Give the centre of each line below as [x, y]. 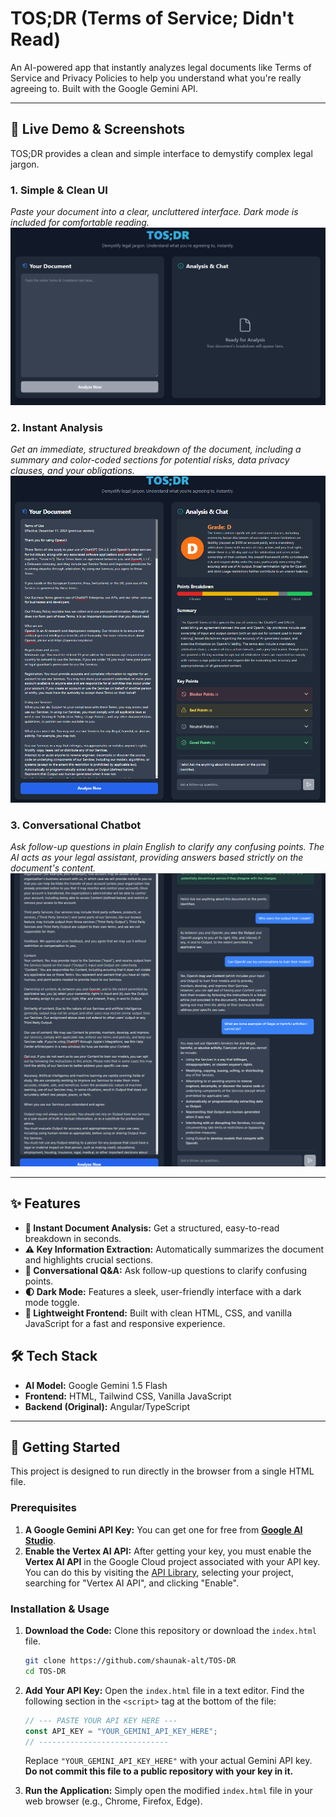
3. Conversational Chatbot [76, 825]
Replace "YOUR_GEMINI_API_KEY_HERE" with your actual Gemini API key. [168, 1761]
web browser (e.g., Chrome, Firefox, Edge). [113, 1801]
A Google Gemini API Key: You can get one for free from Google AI [163, 1529]
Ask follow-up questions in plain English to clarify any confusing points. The [167, 846]
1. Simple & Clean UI [59, 190]
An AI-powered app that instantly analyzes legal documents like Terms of [161, 67]
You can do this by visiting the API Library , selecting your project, [159, 1572]
